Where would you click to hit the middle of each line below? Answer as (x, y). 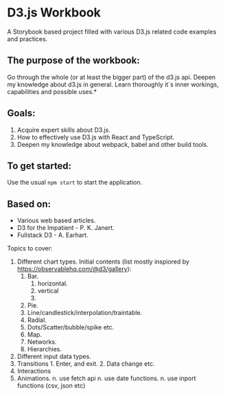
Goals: (21, 114)
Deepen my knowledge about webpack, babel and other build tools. (113, 144)
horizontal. (52, 283)
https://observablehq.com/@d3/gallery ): (74, 269)
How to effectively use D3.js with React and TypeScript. (96, 137)
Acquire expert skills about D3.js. (64, 130)
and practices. (27, 38)
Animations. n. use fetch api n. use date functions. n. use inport (107, 378)
